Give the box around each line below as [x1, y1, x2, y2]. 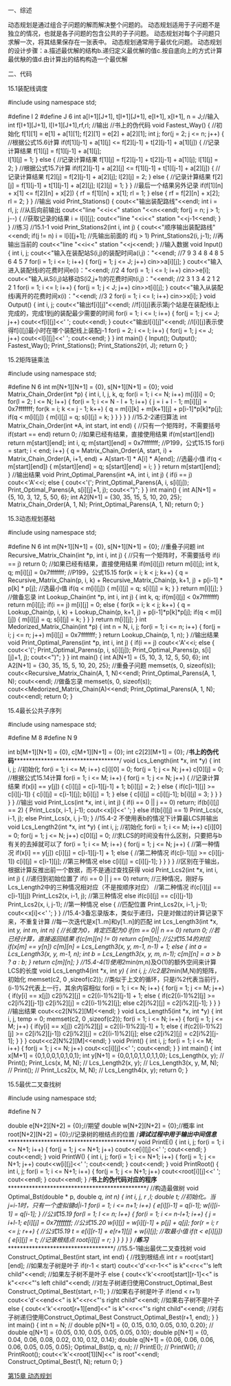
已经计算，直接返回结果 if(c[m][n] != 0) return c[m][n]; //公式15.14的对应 [8, 935, 211, 942]
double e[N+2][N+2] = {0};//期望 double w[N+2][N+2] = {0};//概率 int [8, 1121, 204, 1130]
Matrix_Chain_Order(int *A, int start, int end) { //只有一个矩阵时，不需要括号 [8, 422, 221, 429]
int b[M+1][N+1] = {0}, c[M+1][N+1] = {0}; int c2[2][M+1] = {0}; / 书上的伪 [8, 748, 213, 756]
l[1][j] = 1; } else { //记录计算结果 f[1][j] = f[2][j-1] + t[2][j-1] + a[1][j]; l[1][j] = [8, 156, 219, 163]
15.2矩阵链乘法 [8, 355, 50, 364]
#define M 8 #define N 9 [8, 734, 78, 742]
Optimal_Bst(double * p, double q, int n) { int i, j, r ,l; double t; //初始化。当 [8, 1192, 216, 1201]
